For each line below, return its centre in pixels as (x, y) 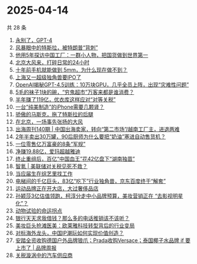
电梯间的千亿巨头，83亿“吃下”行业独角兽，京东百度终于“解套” (91, 181)
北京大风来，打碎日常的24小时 (52, 62)
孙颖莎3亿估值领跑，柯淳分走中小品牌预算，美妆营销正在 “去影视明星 (99, 196)
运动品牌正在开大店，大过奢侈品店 (57, 188)
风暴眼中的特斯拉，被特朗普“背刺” (56, 47)
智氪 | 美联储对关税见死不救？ (51, 166)
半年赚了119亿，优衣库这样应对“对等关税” (65, 99)
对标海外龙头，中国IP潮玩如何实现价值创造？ (70, 233)
